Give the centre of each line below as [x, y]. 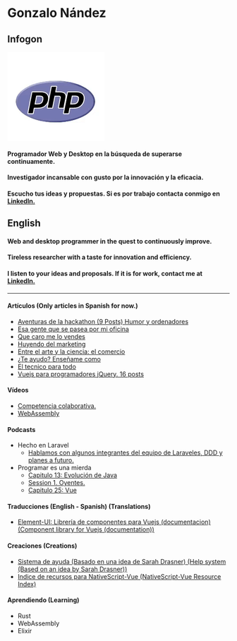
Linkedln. [21, 201]
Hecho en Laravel [43, 445]
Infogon [25, 39]
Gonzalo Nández [57, 13]
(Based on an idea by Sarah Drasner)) [72, 569]
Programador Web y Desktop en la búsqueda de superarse [95, 154]
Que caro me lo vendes [51, 336]
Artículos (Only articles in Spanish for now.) [73, 306]
